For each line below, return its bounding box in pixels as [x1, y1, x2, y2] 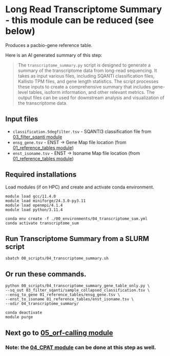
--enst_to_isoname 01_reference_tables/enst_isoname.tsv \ [5, 297, 134, 302]
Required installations [5, 170, 77, 179]
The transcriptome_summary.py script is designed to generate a [17, 62, 151, 68]
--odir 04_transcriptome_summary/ [5, 301, 79, 306]
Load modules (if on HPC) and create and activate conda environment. [5, 184, 155, 190]
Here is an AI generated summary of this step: [5, 52, 102, 58]
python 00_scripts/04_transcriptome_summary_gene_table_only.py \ [5, 283, 150, 289]
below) [5, 26, 36, 37]
